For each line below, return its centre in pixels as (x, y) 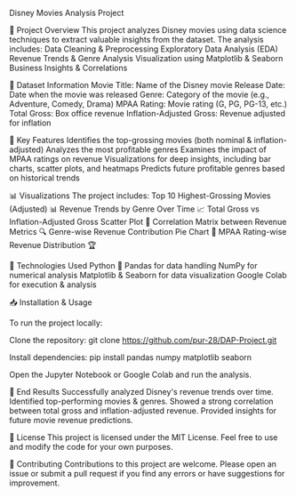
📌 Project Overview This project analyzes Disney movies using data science (148, 30)
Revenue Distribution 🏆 (53, 245)
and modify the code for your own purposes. (91, 447)
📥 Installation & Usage (51, 302)
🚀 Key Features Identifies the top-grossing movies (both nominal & (131, 140)
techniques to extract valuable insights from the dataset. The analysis (136, 40)
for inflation (30, 123)
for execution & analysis (53, 285)
